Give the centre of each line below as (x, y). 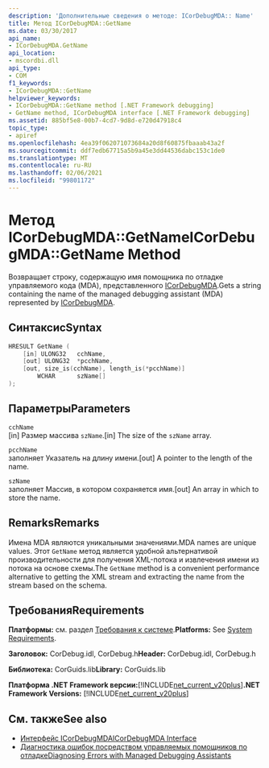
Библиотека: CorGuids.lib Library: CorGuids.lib (87, 670)
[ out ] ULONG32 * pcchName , (68, 361)
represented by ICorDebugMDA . (62, 302)
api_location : (32, 53)
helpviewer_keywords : (45, 98)
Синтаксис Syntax (55, 328)
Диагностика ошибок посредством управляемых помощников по (134, 747)
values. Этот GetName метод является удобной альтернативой (113, 551)
